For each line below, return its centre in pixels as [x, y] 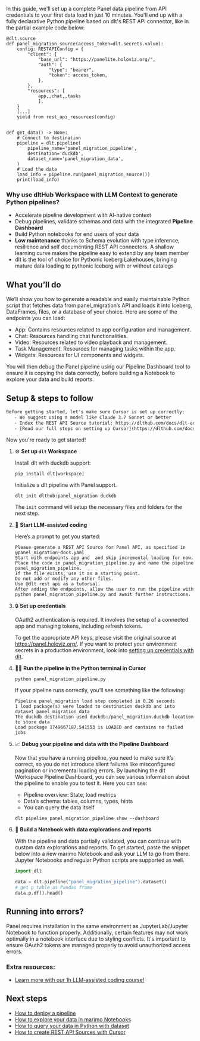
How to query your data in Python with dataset [72, 1025]
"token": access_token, [78, 75]
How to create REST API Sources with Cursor [70, 1032]
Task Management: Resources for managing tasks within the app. [95, 349]
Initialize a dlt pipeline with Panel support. [66, 485]
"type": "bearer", [71, 70]
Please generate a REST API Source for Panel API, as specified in [100, 548]
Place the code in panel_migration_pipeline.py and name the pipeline [104, 563]
